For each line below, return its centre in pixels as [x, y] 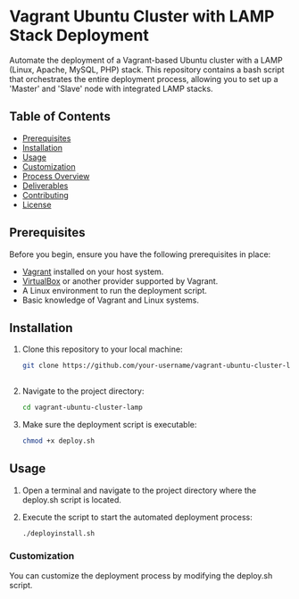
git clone [41, 366]
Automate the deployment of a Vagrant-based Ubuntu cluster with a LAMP [146, 60]
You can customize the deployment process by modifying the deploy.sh [141, 575]
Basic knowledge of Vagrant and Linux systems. [110, 300]
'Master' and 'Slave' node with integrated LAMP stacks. [111, 88]
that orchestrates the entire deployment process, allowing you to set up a [144, 79]
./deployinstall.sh [58, 533]
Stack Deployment [79, 35]
